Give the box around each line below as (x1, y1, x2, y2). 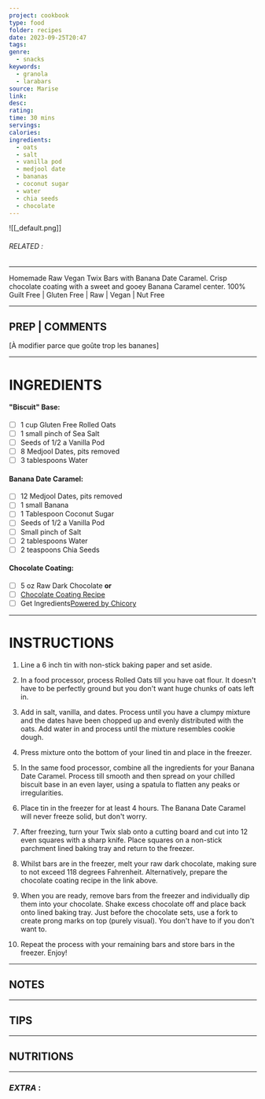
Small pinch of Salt (20, 527, 82, 536)
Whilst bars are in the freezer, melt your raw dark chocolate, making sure (20, 859, 257, 868)
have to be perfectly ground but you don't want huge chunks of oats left (20, 684, 255, 694)
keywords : (9, 63, 42, 71)
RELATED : (9, 241, 44, 250)
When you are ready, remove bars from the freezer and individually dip (20, 891, 250, 901)
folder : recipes (9, 26, 62, 34)
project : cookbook (9, 11, 69, 20)
